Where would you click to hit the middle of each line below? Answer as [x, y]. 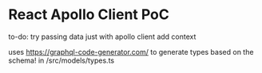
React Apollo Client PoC [89, 15]
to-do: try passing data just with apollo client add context [102, 36]
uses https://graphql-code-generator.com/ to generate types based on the [131, 52]
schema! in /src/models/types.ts [61, 60]
